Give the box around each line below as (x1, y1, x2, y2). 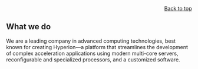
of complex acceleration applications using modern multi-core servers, (6, 50, 179, 57)
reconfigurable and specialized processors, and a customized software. (6, 56, 181, 63)
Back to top (164, 5, 192, 12)
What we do (6, 22, 51, 32)
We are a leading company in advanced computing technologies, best (6, 37, 176, 44)
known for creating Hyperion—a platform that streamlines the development (6, 43, 189, 50)
